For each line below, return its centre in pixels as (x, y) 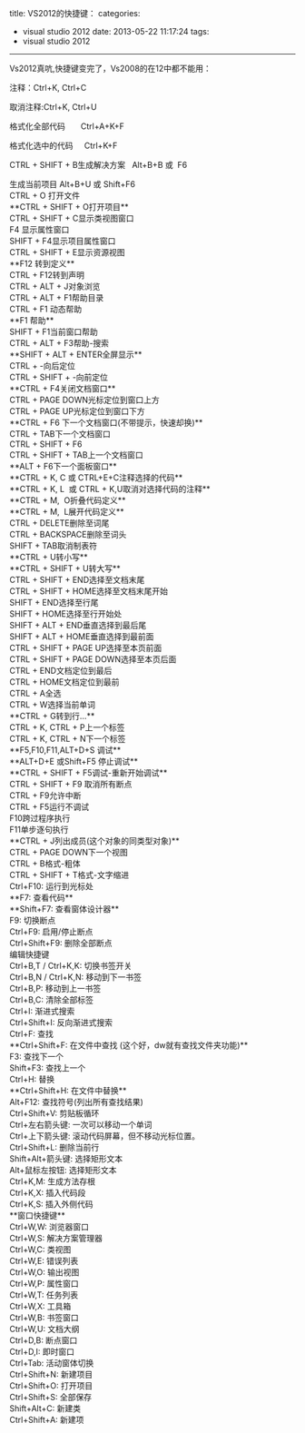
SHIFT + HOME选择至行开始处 (66, 614)
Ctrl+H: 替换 (32, 1079)
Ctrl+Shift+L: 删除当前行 (54, 1147)
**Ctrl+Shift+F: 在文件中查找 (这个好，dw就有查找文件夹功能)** (129, 1045)
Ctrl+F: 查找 (32, 1034)
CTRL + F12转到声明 (47, 275)
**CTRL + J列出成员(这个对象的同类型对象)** (94, 841)
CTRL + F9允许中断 (45, 796)
